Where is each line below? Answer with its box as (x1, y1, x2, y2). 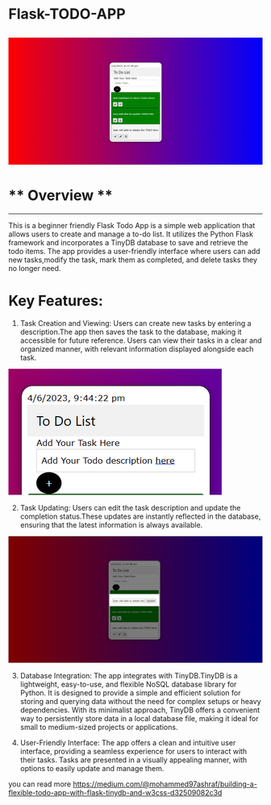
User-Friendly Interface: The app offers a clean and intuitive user (19, 737, 236, 747)
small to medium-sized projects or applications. (19, 722, 178, 732)
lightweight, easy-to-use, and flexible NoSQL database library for (19, 679, 237, 689)
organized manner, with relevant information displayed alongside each (19, 344, 254, 353)
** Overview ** (8, 186, 113, 205)
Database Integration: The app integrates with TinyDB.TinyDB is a (19, 670, 238, 680)
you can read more (8, 779, 71, 789)
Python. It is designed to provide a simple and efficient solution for (19, 687, 241, 698)
